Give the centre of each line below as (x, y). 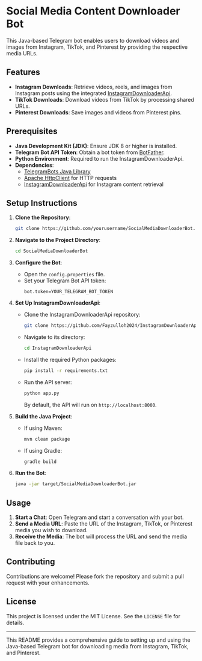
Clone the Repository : (43, 217)
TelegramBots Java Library (57, 171)
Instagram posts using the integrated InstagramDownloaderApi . (93, 93)
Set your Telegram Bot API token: (65, 281)
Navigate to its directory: (54, 337)
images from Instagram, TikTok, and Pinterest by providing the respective (97, 47)
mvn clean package (47, 439)
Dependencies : (34, 165)
